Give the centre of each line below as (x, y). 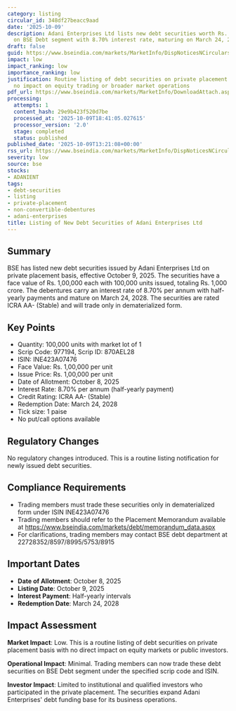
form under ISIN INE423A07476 (63, 512)
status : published (41, 138)
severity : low (28, 158)
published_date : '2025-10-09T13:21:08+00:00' (75, 145)
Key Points (31, 327)
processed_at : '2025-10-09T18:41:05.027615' (80, 118)
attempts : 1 (31, 105)
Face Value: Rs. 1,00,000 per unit (65, 367)
